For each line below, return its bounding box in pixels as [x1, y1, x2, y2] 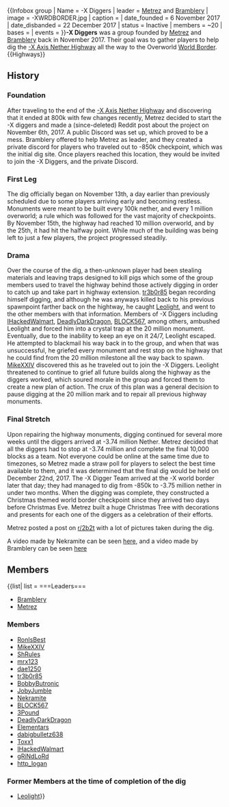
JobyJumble [16, 686, 53, 695]
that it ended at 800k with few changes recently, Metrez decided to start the [7, 113, 222, 121]
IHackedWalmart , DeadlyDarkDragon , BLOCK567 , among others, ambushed [7, 317, 220, 326]
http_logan [16, 759, 48, 767]
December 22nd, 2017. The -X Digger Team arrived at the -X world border [7, 474, 215, 482]
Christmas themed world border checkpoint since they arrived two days [7, 496, 210, 504]
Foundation [7, 91, 46, 100]
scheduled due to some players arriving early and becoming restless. [7, 197, 202, 205]
